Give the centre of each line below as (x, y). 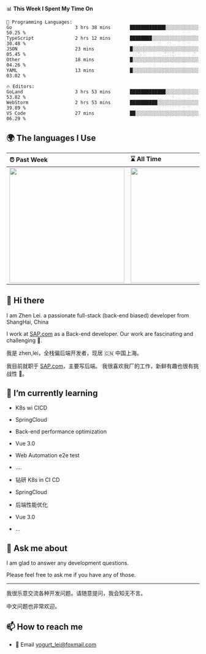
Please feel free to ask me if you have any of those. (71, 575)
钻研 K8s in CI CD (37, 480)
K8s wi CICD (31, 408)
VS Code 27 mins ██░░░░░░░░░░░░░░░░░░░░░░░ (103, 113)
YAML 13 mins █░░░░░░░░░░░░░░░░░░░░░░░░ (103, 70)
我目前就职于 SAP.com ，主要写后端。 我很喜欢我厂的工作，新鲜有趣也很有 (100, 366)
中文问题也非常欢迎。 (33, 606)
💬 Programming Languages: (39, 22)
